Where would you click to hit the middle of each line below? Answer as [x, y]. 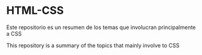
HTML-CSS [35, 11]
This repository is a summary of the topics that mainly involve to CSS [93, 45]
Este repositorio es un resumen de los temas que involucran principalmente [101, 27]
